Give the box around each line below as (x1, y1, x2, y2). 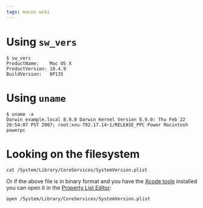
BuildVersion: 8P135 (6, 71, 64, 77)
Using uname (6, 91, 67, 105)
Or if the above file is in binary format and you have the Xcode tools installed (6, 178, 198, 185)
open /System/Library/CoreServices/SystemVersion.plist (6, 196, 150, 202)
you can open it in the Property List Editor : (6, 184, 112, 192)
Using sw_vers (6, 35, 77, 49)
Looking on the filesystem (6, 147, 140, 161)
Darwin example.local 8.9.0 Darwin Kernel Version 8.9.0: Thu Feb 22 (6, 116, 186, 122)
